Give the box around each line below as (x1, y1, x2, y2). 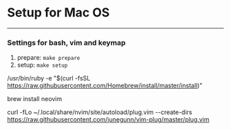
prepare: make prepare (16, 54, 80, 62)
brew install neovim (7, 95, 63, 103)
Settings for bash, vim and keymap (7, 38, 126, 47)
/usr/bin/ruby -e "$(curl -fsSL (7, 74, 91, 83)
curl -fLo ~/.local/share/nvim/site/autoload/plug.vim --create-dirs (7, 108, 192, 116)
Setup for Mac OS (7, 5, 110, 21)
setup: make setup (16, 61, 68, 69)
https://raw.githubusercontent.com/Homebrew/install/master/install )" (7, 81, 203, 90)
